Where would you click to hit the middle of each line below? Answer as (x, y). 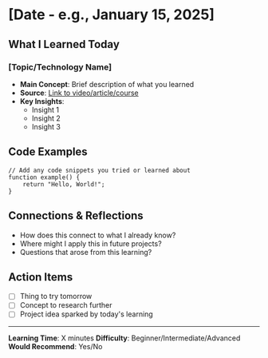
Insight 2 (46, 118)
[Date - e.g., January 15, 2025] (112, 15)
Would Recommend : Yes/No (55, 346)
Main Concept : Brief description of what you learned (107, 84)
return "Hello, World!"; (64, 184)
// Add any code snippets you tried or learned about (100, 170)
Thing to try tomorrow (56, 296)
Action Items (41, 277)
